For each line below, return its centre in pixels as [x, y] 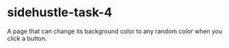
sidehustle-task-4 [60, 13]
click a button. [27, 38]
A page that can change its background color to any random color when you [115, 31]
